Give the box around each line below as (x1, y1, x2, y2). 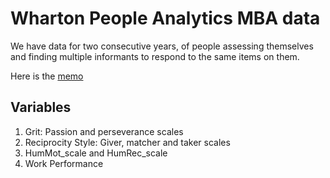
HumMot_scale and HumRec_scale (24, 147, 168, 159)
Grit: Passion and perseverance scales (24, 125, 184, 137)
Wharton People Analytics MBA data (10, 7, 321, 30)
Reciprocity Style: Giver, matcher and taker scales (24, 136, 231, 148)
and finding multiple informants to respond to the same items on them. (10, 50, 300, 62)
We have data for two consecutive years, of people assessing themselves (10, 40, 314, 52)
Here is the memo (10, 70, 84, 82)
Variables (10, 99, 72, 116)
